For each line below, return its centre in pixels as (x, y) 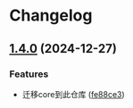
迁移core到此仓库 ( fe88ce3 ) (73, 94)
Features (29, 74)
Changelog (51, 16)
